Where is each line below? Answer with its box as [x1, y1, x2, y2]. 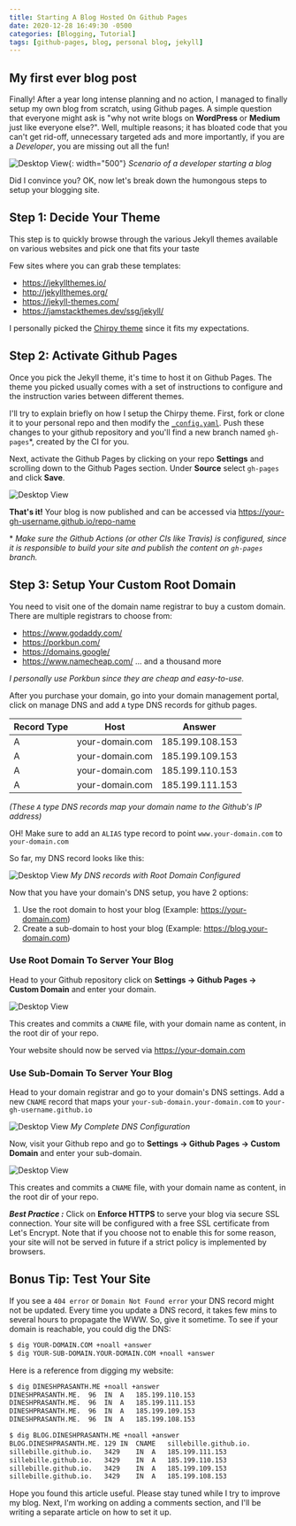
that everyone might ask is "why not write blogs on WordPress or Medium [9, 112, 281, 124]
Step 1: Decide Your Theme [9, 210, 161, 226]
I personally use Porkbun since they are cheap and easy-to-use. [9, 673, 245, 683]
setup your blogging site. [9, 185, 100, 196]
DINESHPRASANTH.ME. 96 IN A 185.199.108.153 [9, 1415, 196, 1424]
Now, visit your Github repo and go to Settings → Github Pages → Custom [9, 1138, 281, 1149]
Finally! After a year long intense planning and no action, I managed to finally [9, 94, 288, 104]
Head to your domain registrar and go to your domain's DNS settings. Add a [9, 1087, 285, 1098]
